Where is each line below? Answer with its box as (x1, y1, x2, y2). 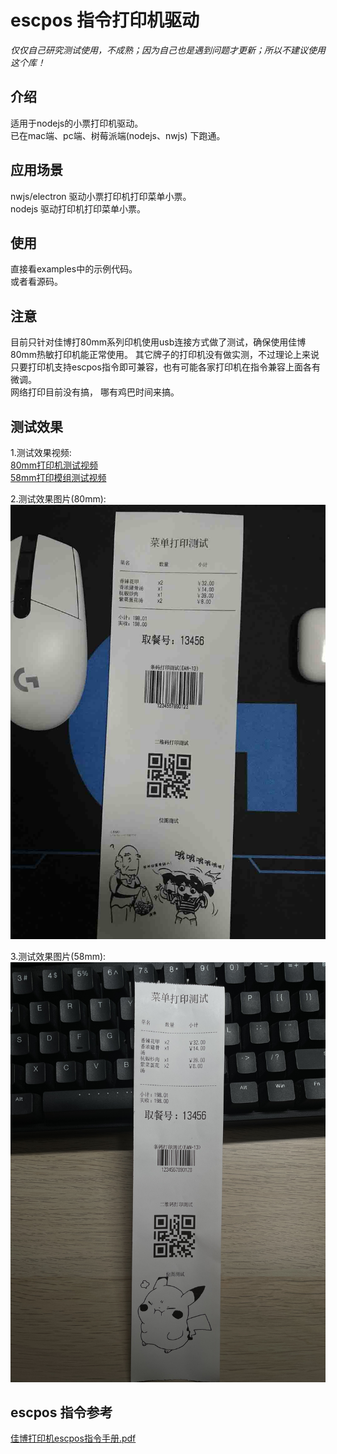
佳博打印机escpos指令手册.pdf (10, 1432, 137, 1445)
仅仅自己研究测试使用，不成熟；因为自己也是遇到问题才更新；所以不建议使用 (10, 44, 326, 56)
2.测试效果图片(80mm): (10, 493, 107, 505)
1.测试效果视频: (10, 447, 72, 458)
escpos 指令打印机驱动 (10, 9, 200, 32)
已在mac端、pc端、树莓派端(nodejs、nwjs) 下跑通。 (10, 129, 226, 141)
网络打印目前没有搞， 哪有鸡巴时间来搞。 (10, 386, 180, 398)
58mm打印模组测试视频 (10, 472, 107, 483)
